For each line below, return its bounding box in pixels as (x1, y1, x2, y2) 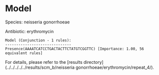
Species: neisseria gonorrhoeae (5, 19, 70, 25)
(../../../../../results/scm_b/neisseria (5, 64, 75, 70)
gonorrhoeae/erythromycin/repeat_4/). (75, 64, 154, 70)
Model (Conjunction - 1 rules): (5, 37, 71, 43)
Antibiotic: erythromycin (5, 28, 54, 34)
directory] (83, 59, 104, 65)
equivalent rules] (5, 51, 43, 56)
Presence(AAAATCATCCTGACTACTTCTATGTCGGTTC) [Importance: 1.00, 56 (5, 46, 144, 51)
